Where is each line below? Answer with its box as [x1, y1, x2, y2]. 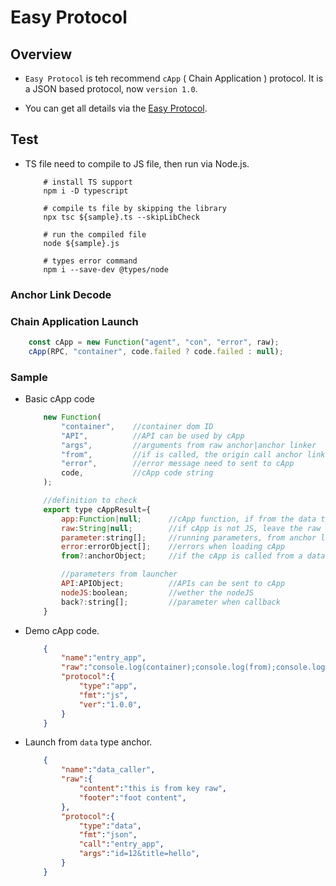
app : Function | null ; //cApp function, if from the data [61, 514, 317, 524]
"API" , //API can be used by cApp [61, 431, 245, 441]
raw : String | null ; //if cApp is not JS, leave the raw [61, 523, 322, 533]
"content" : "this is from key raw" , [78, 784, 227, 794]
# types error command [43, 256, 138, 266]
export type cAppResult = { [43, 504, 152, 515]
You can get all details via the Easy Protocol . [24, 102, 208, 114]
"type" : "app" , [78, 681, 138, 691]
